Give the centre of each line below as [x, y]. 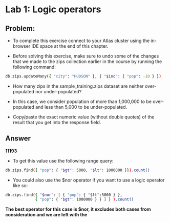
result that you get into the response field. [57, 122]
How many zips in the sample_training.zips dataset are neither [78, 86]
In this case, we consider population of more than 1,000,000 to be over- [88, 102]
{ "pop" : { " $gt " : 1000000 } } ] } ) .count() [84, 199]
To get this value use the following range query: [63, 160]
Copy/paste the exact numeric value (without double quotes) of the [83, 117]
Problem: [20, 28]
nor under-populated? [58, 91]
